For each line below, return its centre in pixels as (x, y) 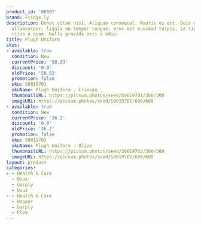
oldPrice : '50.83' (35, 73)
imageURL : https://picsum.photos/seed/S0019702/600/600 (83, 157)
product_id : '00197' (32, 12)
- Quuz (20, 190)
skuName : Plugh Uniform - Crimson (54, 90)
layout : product (26, 163)
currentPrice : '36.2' (39, 118)
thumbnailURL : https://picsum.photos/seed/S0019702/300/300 (88, 151)
